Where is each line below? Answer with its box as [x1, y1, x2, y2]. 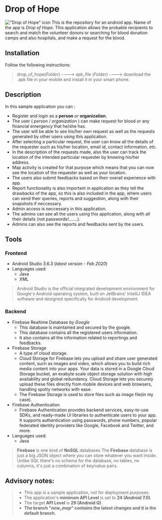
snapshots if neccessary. [12, 201, 62, 206]
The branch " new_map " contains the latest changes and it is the [24, 505, 156, 511]
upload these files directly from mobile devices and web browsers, [19, 381, 152, 387]
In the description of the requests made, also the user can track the [12, 149, 147, 155]
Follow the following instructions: [5, 62, 71, 67]
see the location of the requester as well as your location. [12, 169, 127, 175]
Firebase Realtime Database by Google [12, 319, 90, 325]
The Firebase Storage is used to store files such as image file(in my [19, 391, 154, 397]
